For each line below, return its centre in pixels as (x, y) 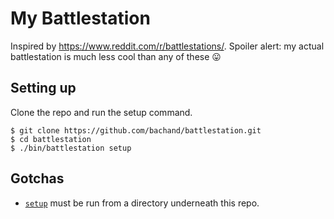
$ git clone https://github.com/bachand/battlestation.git (136, 130)
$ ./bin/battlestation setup (71, 148)
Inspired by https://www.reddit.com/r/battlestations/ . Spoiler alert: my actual (167, 46)
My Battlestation (80, 18)
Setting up (43, 88)
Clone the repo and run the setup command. (101, 112)
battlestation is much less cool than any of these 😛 (116, 56)
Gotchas (37, 178)
